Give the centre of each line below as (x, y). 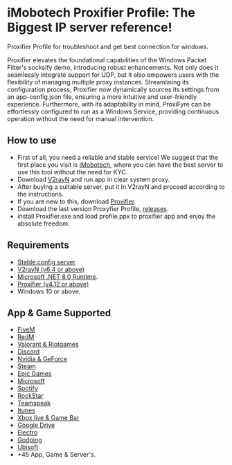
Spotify (27, 388)
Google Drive (36, 425)
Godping (30, 440)
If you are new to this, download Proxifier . (77, 201)
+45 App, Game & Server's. (56, 455)
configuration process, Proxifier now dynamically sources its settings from (113, 89)
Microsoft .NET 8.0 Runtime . (57, 276)
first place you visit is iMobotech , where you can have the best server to (120, 165)
